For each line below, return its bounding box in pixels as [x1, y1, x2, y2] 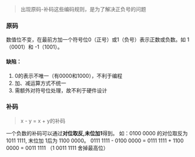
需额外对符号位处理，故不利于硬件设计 [14, 87, 107, 94]
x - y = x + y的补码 [20, 117, 66, 124]
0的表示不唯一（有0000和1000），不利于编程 [14, 72, 123, 79]
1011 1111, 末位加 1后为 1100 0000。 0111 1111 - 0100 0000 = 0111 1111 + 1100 [6, 137, 184, 144]
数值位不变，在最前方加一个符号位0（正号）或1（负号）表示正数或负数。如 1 [6, 36, 190, 43]
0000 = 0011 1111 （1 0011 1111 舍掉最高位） [6, 144, 109, 151]
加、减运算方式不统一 [14, 79, 66, 87]
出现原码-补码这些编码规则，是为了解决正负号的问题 [20, 6, 146, 12]
